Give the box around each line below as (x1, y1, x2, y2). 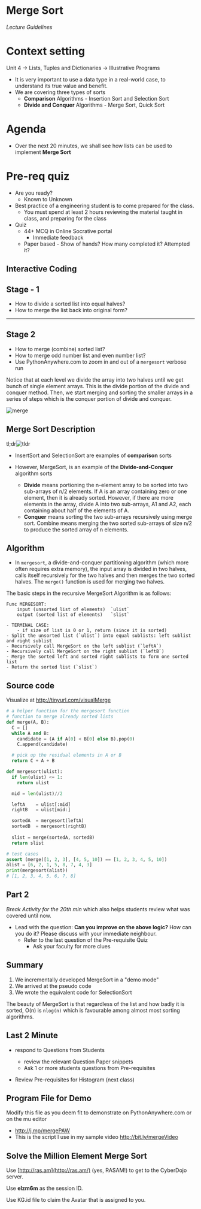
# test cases (6, 851, 39, 857)
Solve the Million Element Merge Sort (6, 1151, 148, 1161)
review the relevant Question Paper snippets (23, 1058, 133, 1065)
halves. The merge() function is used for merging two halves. (14, 578, 165, 585)
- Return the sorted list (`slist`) (6, 664, 98, 670)
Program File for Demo (6, 1093, 92, 1103)
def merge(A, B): (6, 719, 50, 725)
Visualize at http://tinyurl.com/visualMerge (6, 696, 111, 704)
